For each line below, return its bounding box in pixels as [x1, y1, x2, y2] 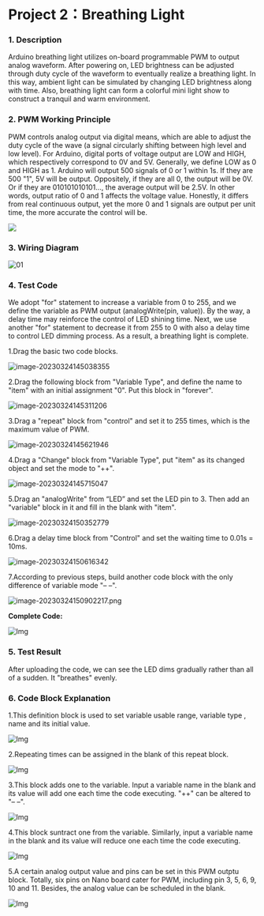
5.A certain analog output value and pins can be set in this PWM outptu [8, 866, 240, 876]
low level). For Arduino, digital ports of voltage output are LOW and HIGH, [8, 149, 247, 158]
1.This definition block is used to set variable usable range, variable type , [8, 711, 247, 720]
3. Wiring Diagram [8, 242, 79, 253]
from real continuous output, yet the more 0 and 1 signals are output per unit [8, 199, 256, 209]
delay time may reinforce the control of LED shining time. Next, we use [8, 315, 237, 324]
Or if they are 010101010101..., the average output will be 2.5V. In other [8, 182, 235, 192]
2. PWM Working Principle [8, 114, 111, 125]
